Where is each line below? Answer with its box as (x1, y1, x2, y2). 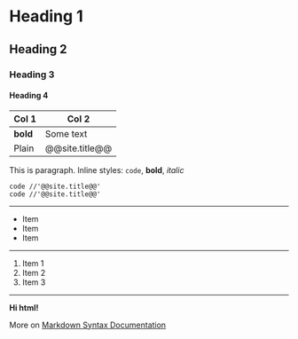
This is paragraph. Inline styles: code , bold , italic (9, 164, 184, 175)
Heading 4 (9, 91, 49, 101)
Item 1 (21, 257, 44, 268)
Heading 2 (9, 42, 68, 57)
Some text (44, 127, 88, 139)
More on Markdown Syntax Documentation (9, 319, 167, 330)
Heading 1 (9, 6, 84, 27)
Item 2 (21, 267, 46, 278)
